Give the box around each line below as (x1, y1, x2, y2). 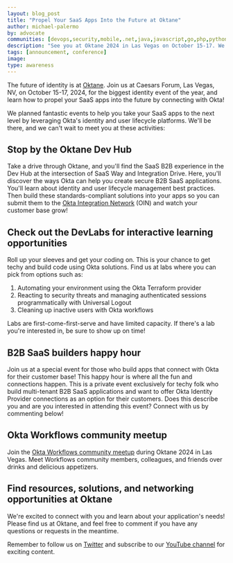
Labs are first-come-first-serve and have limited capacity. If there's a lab (7, 320, 215, 328)
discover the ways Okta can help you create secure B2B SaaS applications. (7, 177, 222, 185)
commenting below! (7, 410, 64, 418)
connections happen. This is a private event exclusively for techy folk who (7, 380, 219, 388)
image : (7, 55, 26, 62)
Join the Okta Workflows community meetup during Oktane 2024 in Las (7, 448, 213, 456)
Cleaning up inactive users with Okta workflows (17, 306, 154, 314)
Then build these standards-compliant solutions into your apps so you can (7, 191, 220, 200)
